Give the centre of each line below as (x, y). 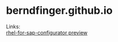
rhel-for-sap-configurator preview (47, 32)
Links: (13, 26)
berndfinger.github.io (60, 11)
